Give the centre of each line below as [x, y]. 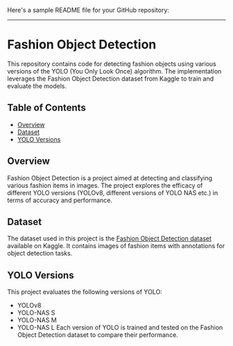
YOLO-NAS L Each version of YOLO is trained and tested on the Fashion [120, 328]
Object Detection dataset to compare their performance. [97, 335]
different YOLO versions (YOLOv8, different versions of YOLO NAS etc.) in [113, 192]
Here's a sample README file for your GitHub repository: [88, 10]
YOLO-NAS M [37, 320]
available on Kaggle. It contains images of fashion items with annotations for [116, 246]
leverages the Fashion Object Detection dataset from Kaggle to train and [110, 79]
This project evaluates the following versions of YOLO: [85, 292]
